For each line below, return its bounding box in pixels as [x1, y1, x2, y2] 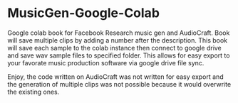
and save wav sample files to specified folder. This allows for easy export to [7, 51, 230, 60]
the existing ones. [7, 87, 60, 96]
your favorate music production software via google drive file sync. [7, 58, 205, 67]
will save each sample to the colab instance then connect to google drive [7, 43, 222, 52]
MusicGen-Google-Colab [7, 5, 160, 21]
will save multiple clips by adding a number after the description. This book [7, 36, 228, 44]
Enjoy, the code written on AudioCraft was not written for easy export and [7, 72, 224, 81]
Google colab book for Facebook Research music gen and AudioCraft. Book [7, 28, 230, 37]
